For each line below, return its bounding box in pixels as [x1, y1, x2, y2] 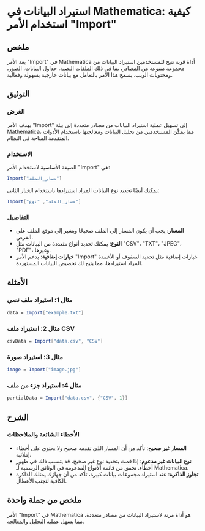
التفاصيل [7, 213, 30, 222]
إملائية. [15, 451, 32, 458]
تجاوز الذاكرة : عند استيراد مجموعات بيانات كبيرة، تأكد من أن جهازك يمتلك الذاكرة [15, 470, 199, 478]
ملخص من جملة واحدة [7, 495, 81, 505]
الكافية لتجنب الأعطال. [15, 477, 67, 484]
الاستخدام [7, 149, 33, 158]
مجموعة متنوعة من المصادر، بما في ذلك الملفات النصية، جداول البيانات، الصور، [7, 64, 185, 72]
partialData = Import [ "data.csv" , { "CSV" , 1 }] [7, 395, 128, 401]
